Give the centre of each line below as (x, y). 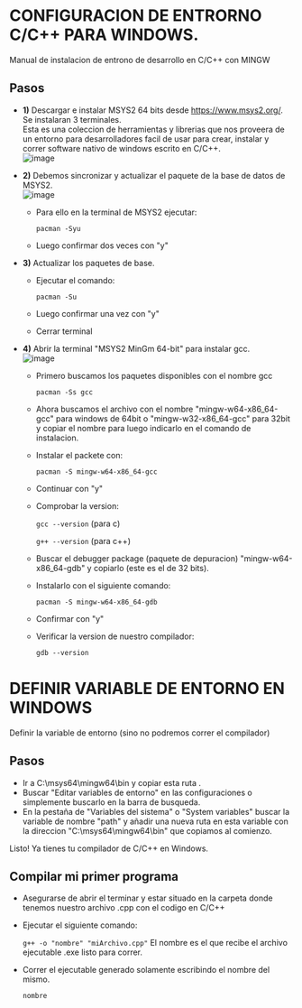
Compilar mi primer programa (94, 876)
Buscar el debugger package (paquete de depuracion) (137, 558)
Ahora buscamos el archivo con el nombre (114, 409)
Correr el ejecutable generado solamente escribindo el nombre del (146, 970)
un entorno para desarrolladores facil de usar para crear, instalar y (146, 139)
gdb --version (62, 652)
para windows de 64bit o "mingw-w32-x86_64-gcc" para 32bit (173, 418)
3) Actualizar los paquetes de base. (88, 263)
